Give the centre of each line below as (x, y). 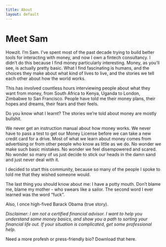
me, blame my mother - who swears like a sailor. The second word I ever (80, 189)
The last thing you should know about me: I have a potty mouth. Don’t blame (83, 184)
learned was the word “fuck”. (35, 195)
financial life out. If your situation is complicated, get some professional (79, 224)
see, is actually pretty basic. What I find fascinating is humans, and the (78, 68)
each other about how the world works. (46, 79)
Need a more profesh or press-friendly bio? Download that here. (71, 239)
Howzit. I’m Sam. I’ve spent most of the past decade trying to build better (80, 52)
